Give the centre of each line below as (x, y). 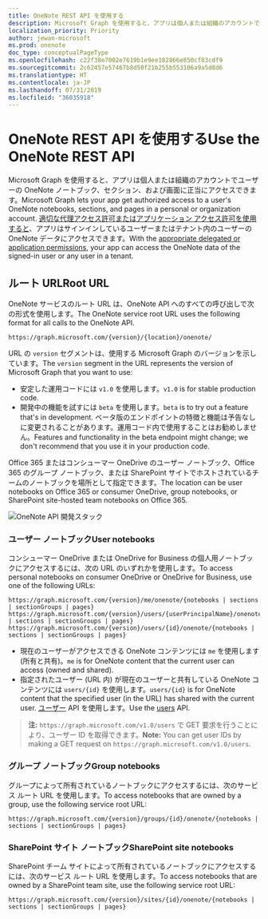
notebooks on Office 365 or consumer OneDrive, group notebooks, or (123, 491)
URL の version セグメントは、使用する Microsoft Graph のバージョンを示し (132, 353)
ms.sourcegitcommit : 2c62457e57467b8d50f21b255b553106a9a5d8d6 (116, 68)
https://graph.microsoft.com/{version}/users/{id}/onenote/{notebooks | (132, 628)
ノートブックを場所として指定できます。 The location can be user (136, 483)
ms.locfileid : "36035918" (51, 97)
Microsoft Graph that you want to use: (71, 372)
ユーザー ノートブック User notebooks (82, 539)
